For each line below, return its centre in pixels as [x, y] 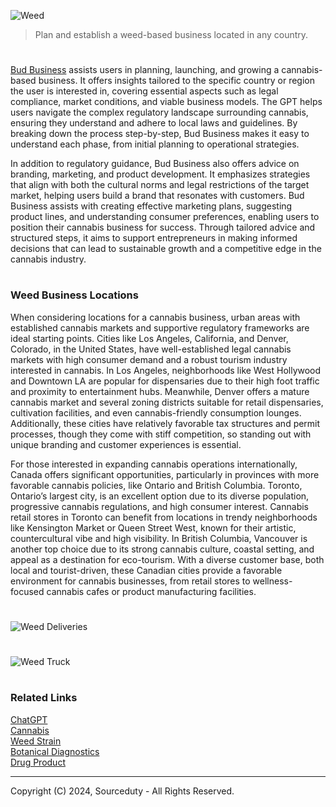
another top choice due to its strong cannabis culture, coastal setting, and [162, 549]
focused [27, 591]
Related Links [44, 698]
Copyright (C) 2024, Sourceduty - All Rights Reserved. [122, 791]
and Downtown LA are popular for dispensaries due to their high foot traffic [165, 381]
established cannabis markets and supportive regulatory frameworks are [160, 327]
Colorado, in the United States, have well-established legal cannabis [151, 349]
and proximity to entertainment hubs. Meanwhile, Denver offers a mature [160, 391]
